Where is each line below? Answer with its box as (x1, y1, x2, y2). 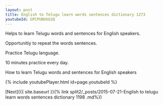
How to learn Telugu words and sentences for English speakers (5, 69, 137, 75)
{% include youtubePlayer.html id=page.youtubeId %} (5, 79, 118, 85)
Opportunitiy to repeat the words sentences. (5, 40, 97, 46)
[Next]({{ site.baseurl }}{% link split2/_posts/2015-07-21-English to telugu (5, 89, 158, 95)
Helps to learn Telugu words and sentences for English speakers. (5, 31, 141, 37)
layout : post (5, 7, 33, 13)
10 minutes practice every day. (5, 60, 69, 66)
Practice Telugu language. (5, 50, 60, 56)
